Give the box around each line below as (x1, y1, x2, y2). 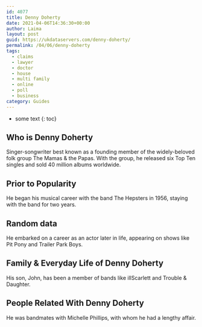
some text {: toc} (14, 115, 57, 122)
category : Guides (6, 98, 50, 104)
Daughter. (6, 281, 31, 288)
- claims (11, 54, 34, 60)
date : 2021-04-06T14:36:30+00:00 (6, 20, 90, 26)
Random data (6, 218, 57, 229)
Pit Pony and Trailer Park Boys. (6, 241, 83, 248)
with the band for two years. (6, 201, 77, 208)
